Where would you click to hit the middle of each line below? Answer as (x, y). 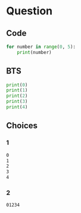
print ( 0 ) (17, 85)
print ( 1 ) (17, 90)
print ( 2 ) (17, 96)
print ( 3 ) (17, 102)
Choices (22, 126)
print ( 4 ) (17, 107)
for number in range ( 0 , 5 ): (41, 47)
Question (29, 11)
